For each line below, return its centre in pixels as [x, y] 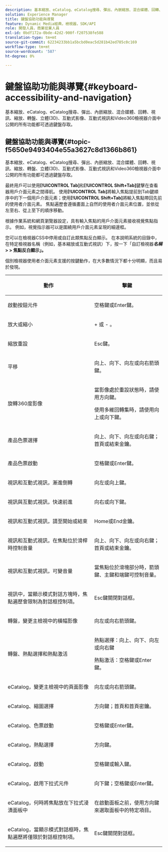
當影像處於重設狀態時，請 [124, 390]
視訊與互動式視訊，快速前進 [40, 502]
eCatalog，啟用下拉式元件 [38, 784]
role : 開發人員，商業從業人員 [32, 28]
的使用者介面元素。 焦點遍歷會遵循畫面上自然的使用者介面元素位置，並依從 [82, 204]
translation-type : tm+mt [31, 38]
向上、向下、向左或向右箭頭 [127, 363]
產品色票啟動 [23, 463]
